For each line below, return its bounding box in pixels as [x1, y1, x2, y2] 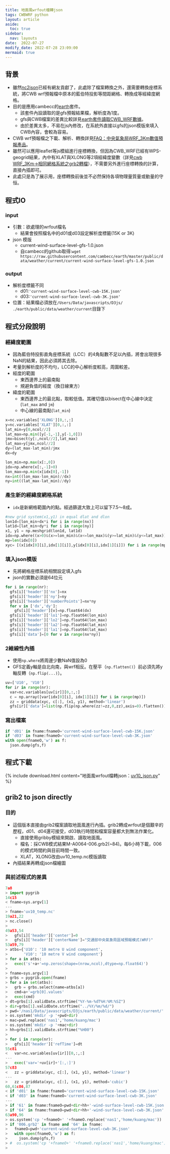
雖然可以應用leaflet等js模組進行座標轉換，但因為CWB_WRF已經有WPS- [12, 148, 161, 154]
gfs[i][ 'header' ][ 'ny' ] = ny [10, 594, 67, 599]
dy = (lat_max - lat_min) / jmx [5, 446, 60, 451]
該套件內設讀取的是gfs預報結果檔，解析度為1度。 [20, 110, 122, 116]
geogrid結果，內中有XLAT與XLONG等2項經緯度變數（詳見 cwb [12, 154, 143, 161]
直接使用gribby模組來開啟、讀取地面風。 [20, 834, 105, 840]
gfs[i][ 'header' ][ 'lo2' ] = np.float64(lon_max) [10, 618, 108, 623]
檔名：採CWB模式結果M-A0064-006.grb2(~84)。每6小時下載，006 [20, 840, 162, 847]
